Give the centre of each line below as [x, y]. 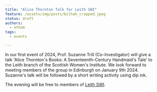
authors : [14, 23]
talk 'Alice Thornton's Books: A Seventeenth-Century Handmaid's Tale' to [79, 60]
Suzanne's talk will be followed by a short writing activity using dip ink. [76, 75]
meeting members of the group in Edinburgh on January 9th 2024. [72, 70]
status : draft [20, 18]
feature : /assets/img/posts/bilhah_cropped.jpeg [55, 14]
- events [18, 37]
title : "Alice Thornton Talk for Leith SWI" [51, 9]
